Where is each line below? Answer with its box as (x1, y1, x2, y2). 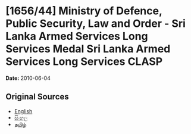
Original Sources (5, 92, 69, 102)
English (14, 107, 33, 114)
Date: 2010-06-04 (5, 74, 51, 82)
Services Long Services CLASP (5, 55, 163, 68)
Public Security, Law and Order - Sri (5, 17, 186, 30)
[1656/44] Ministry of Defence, (5, 4, 162, 18)
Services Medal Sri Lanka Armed (5, 42, 171, 56)
